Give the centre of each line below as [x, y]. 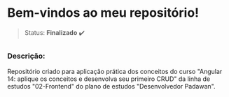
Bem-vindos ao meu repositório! [103, 13]
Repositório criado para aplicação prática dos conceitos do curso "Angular [115, 71]
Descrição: [26, 56]
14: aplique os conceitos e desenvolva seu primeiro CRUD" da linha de [109, 79]
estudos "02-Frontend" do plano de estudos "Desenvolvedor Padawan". [111, 86]
